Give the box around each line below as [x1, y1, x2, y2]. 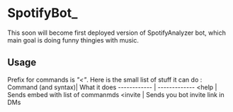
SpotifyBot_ [7, 5, 78, 21]
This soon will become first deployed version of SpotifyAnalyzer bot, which [7, 28, 227, 37]
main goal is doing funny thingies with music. [7, 35, 140, 44]
